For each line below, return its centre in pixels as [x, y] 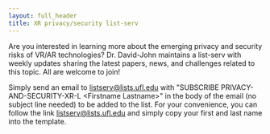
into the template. [37, 121]
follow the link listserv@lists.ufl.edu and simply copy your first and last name [135, 112]
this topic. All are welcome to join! [64, 71]
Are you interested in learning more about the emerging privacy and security [135, 46]
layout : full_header [43, 16]
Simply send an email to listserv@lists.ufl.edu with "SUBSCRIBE [114, 87]
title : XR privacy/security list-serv [73, 23]
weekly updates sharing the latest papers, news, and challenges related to [132, 63]
